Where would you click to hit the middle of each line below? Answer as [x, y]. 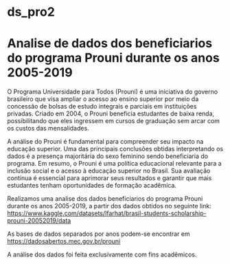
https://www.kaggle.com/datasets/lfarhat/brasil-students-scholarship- [107, 213]
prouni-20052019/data [39, 221]
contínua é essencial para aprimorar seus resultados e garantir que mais [110, 178]
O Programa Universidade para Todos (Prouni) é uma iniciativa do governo [113, 92]
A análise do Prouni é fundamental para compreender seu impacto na [105, 142]
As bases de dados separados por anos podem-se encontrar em [99, 234]
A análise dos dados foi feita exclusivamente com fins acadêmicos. [102, 254]
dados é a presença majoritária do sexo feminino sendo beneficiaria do [107, 156]
